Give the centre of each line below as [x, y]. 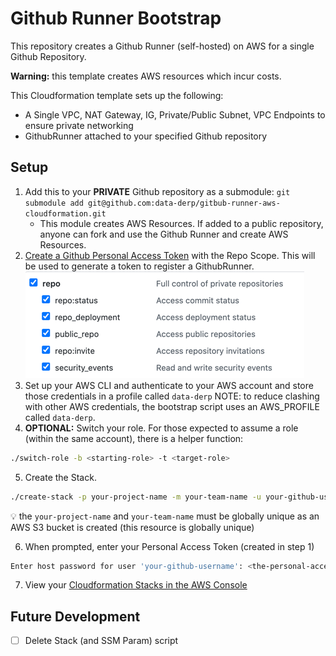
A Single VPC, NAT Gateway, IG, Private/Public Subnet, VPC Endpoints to [175, 114]
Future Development [75, 616]
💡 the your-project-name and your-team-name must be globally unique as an [165, 516]
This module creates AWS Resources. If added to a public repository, [181, 223]
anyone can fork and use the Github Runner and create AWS [164, 234]
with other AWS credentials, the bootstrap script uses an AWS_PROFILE [172, 406]
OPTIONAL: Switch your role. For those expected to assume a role [161, 428]
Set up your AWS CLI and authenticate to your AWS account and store [169, 385]
